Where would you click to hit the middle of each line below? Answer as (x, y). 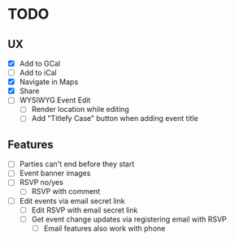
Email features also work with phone (104, 228)
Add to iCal (38, 73)
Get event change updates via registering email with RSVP (129, 219)
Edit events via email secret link (72, 200)
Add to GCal (40, 63)
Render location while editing (80, 110)
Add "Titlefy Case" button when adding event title (115, 118)
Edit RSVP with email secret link (85, 210)
